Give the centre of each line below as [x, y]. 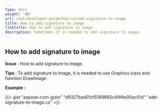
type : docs [16, 9]
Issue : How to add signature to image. [44, 63]
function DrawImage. [26, 78]
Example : [15, 88]
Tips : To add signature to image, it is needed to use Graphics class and [78, 73]
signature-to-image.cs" [29, 102]
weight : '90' [18, 14]
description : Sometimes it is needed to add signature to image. [73, 32]
